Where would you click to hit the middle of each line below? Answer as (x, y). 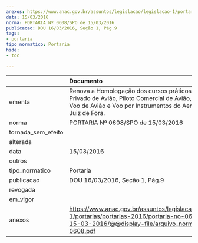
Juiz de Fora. (87, 113)
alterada (21, 142)
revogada (22, 189)
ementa (20, 102)
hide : (13, 50)
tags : (13, 34)
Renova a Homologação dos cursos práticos (130, 91)
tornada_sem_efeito (36, 132)
